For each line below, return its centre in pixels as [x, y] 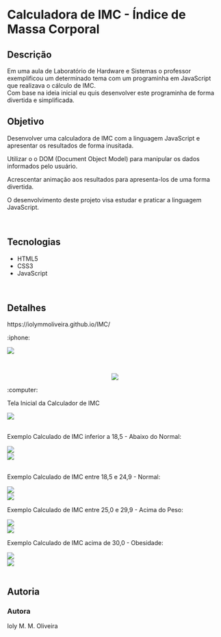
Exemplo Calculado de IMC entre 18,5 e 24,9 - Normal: [84, 477]
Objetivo [26, 122]
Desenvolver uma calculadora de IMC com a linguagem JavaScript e [104, 138]
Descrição [29, 55]
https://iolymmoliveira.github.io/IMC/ [59, 324]
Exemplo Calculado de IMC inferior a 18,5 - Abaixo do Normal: [94, 437]
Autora [19, 611]
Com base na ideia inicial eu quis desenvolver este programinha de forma [110, 93]
